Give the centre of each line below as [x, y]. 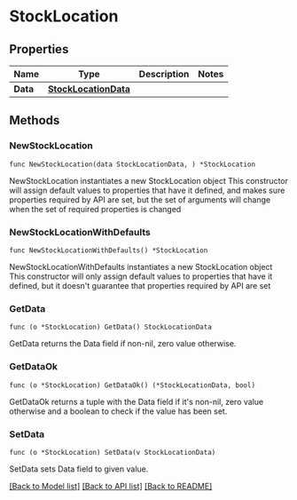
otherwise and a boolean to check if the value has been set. [118, 411]
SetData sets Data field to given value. [79, 469]
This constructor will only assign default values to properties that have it [141, 276]
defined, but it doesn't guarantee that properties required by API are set [140, 285]
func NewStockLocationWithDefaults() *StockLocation [109, 250]
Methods [35, 120]
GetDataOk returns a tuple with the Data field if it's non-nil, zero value [137, 401]
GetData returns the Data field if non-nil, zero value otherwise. [123, 344]
